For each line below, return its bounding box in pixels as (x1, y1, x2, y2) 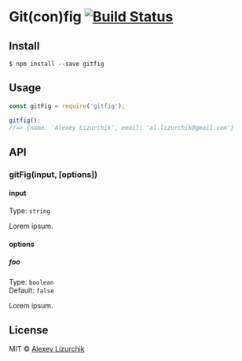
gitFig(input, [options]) (9, 169, 97, 180)
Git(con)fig (9, 8, 82, 26)
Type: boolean (9, 277, 54, 286)
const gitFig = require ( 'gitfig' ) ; (9, 102, 126, 110)
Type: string (9, 205, 50, 215)
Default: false (9, 285, 54, 295)
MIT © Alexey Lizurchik (9, 344, 85, 354)
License (9, 323, 49, 337)
